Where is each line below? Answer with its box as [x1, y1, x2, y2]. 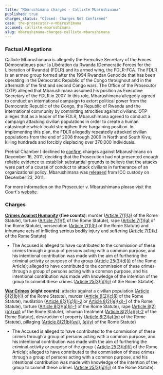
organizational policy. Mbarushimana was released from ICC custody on [5, 170, 149, 175]
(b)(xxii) [5, 308, 21, 314]
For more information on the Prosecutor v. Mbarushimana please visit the [5, 184, 152, 190]
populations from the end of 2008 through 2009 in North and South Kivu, [5, 134, 152, 140]
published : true [5, 12, 38, 17]
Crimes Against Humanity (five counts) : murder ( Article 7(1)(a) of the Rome [5, 212, 158, 218]
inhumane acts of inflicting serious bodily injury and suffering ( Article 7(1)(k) [5, 228, 158, 234]
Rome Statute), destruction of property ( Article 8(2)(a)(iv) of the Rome [5, 314, 146, 320]
